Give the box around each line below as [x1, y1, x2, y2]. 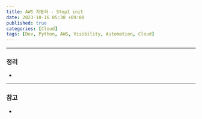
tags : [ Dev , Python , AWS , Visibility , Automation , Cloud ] [6, 31, 155, 37]
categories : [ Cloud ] [6, 25, 58, 32]
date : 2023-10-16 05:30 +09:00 [6, 14, 85, 20]
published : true [6, 20, 47, 26]
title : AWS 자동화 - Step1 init [6, 8, 84, 15]
